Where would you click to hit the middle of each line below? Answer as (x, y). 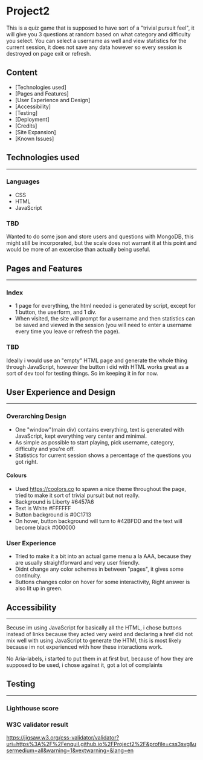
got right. (26, 461)
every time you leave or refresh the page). (67, 331)
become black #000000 (45, 527)
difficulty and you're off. (45, 449)
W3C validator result (37, 724)
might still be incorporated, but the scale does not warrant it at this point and (101, 243)
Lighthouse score (33, 708)
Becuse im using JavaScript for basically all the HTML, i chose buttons (94, 628)
